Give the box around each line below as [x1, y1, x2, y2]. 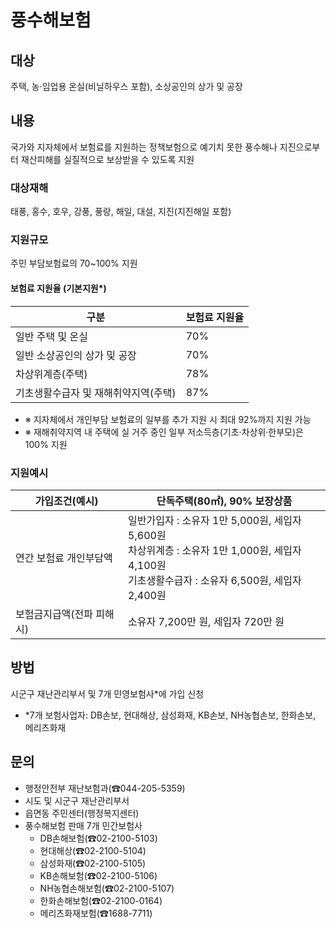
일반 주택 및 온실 [15, 329, 88, 343]
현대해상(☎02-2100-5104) [39, 844, 147, 856]
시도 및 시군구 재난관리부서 [24, 794, 130, 806]
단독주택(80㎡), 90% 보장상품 [156, 494, 293, 508]
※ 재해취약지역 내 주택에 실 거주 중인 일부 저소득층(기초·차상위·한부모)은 [24, 426, 304, 438]
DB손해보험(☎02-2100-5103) [39, 832, 158, 844]
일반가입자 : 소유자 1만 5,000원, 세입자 [128, 513, 302, 527]
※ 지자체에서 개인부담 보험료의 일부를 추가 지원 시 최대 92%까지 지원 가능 [24, 413, 312, 425]
